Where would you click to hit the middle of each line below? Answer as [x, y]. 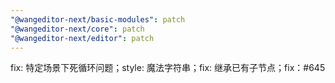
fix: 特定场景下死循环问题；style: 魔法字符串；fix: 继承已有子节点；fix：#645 [168, 68]
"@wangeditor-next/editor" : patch [82, 38]
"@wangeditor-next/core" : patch [77, 29]
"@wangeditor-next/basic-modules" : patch [98, 19]
